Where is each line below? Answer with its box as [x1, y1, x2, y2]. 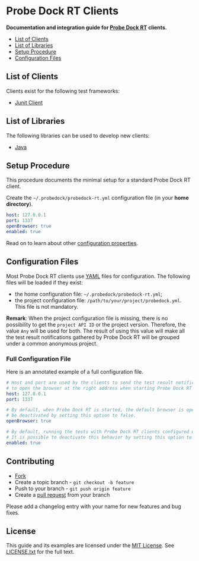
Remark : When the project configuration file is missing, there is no [6, 314, 168, 322]
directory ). [6, 200, 33, 208]
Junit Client [14, 99, 43, 106]
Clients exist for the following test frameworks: [6, 87, 120, 95]
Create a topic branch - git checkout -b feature [14, 478, 134, 485]
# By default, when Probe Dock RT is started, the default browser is [6, 407, 184, 413]
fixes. [6, 509, 20, 516]
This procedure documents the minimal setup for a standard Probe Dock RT [6, 177, 191, 184]
